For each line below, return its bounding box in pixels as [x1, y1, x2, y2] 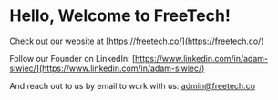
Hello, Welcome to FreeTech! [9, 5, 231, 26]
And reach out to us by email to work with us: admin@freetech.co [9, 80, 256, 91]
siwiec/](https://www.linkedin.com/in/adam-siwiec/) [9, 63, 205, 74]
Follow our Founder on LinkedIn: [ [9, 53, 136, 64]
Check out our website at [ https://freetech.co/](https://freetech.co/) [9, 35, 264, 46]
